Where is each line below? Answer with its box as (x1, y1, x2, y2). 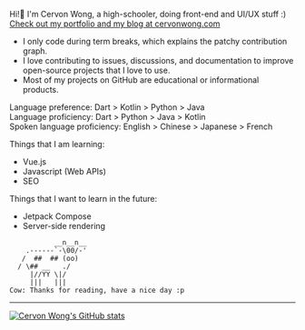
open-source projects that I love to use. (22, 65, 171, 75)
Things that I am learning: (9, 139, 105, 149)
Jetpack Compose (22, 211, 93, 222)
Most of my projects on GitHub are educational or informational (22, 75, 260, 85)
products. (22, 85, 59, 95)
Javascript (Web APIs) (22, 166, 107, 176)
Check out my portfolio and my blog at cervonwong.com (9, 18, 221, 29)
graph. (22, 45, 48, 56)
